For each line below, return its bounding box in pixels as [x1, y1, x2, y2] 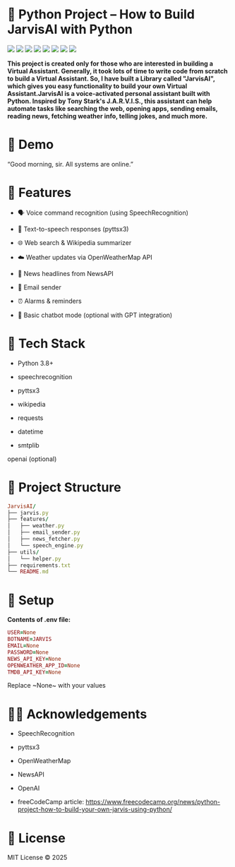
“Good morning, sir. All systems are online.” [7, 160, 134, 168]
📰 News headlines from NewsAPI [17, 269, 114, 277]
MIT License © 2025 [7, 854, 68, 862]
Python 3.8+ [17, 359, 54, 367]
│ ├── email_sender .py [7, 529, 80, 536]
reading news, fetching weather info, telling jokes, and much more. [7, 112, 208, 120]
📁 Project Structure [7, 479, 121, 495]
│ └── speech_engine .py [7, 542, 83, 549]
